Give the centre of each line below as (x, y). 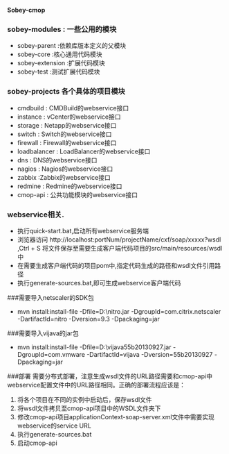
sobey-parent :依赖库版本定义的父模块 (72, 46)
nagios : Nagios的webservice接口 (65, 169)
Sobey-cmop (26, 10)
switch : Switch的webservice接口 (64, 134)
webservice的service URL (54, 426)
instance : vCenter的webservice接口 (69, 117)
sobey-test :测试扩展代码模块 (58, 72)
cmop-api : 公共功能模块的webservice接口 (77, 194)
